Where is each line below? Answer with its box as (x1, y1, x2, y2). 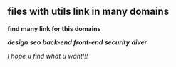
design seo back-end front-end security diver (7, 38, 147, 47)
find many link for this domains (7, 24, 101, 32)
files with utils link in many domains (7, 6, 170, 18)
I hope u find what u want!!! (7, 51, 88, 60)
